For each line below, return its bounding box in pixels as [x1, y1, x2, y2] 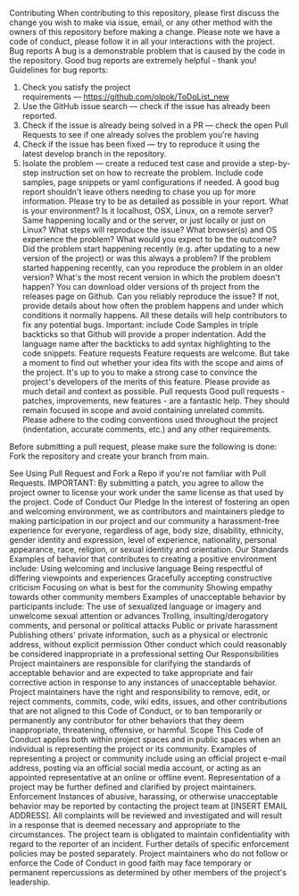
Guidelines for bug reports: [9, 64, 109, 75]
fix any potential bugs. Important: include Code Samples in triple [21, 319, 259, 330]
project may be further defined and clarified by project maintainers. [9, 782, 257, 792]
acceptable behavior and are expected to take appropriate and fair [9, 668, 253, 678]
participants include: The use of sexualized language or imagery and [9, 601, 262, 612]
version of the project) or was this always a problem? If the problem [21, 253, 271, 263]
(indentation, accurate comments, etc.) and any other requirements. [21, 424, 272, 435]
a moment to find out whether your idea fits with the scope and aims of [21, 358, 284, 368]
